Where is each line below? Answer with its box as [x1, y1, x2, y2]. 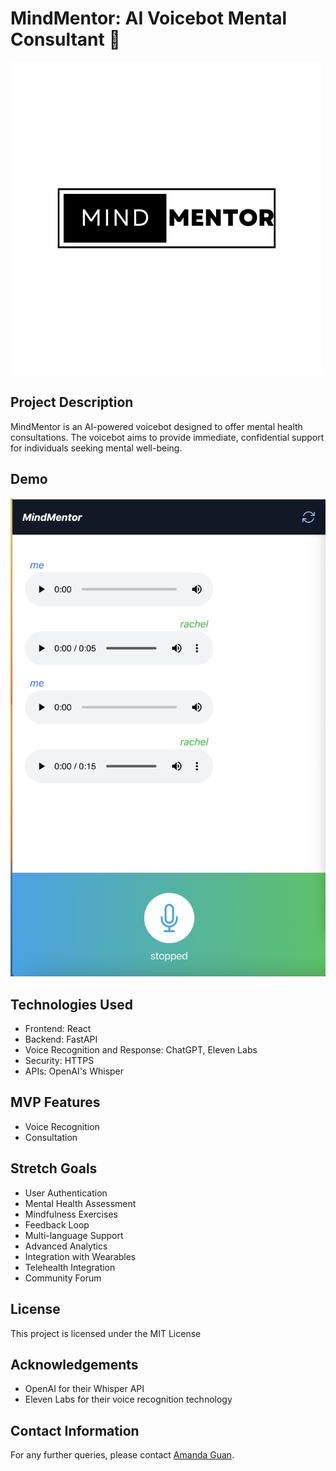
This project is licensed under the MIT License [10, 1327, 202, 1339]
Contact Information [10, 1422, 140, 1439]
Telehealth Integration [24, 1261, 116, 1273]
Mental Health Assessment [24, 1197, 137, 1209]
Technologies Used [10, 996, 133, 1013]
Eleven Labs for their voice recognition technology [24, 1393, 233, 1406]
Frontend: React [24, 1023, 92, 1035]
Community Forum [24, 1272, 102, 1284]
